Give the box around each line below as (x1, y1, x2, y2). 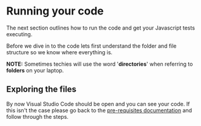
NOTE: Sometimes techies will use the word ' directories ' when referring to (6, 60, 193, 68)
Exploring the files (6, 84, 77, 95)
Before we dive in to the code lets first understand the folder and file (6, 42, 177, 49)
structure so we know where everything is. (6, 48, 113, 55)
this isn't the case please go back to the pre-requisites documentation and (6, 107, 193, 114)
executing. (6, 30, 33, 37)
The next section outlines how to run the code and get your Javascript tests (6, 24, 196, 31)
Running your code (6, 4, 104, 18)
